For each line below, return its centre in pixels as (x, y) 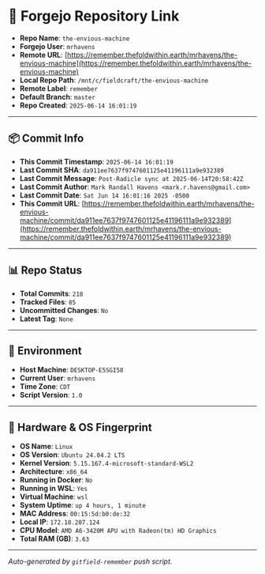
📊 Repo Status (45, 271)
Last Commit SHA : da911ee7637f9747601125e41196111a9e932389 (122, 170)
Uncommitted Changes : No (64, 310)
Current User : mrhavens (58, 378)
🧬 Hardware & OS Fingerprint (80, 427)
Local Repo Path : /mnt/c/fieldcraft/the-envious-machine (114, 80)
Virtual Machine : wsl (54, 497)
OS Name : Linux (46, 447)
